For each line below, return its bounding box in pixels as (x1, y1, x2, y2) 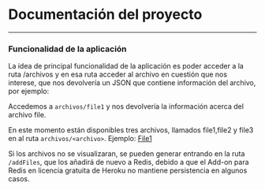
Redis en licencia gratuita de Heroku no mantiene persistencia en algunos (8, 166, 248, 175)
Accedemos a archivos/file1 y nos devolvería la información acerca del (8, 102, 244, 111)
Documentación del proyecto (8, 6, 203, 24)
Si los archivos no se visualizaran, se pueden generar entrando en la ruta (8, 149, 245, 158)
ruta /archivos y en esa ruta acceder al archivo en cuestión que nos (8, 69, 227, 80)
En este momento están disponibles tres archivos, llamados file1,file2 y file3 (8, 125, 254, 135)
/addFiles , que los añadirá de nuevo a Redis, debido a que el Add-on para (8, 158, 250, 167)
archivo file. (8, 110, 47, 120)
